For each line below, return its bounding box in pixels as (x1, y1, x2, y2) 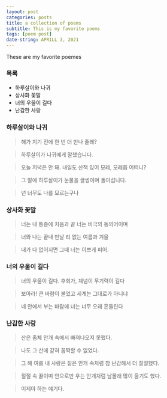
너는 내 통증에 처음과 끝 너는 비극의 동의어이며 (20, 220, 128, 227)
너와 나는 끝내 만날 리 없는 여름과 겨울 (20, 233, 109, 240)
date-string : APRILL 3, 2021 (6, 37, 79, 43)
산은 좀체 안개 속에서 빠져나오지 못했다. (20, 334, 113, 341)
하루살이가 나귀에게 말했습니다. (20, 151, 94, 158)
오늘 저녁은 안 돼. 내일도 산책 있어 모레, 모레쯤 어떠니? (20, 164, 147, 171)
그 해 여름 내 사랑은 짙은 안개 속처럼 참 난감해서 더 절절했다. (20, 360, 160, 367)
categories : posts (6, 14, 52, 20)
